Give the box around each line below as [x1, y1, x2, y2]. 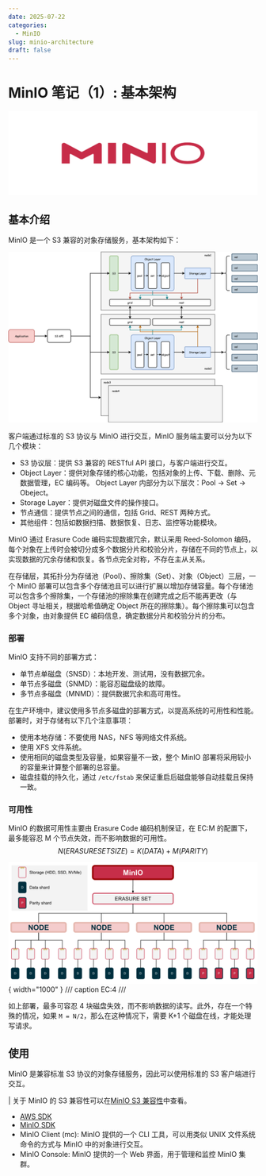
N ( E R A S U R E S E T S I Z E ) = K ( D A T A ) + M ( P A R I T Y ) [58, 846, 208, 856]
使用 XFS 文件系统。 [19, 742, 86, 752]
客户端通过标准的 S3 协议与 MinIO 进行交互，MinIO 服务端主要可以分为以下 [8, 431, 253, 441]
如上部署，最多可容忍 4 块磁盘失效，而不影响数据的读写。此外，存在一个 [8, 1001, 245, 1011]
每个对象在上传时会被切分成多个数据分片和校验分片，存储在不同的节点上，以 [8, 544, 258, 553]
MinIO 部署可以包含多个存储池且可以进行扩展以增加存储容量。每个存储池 [17, 580, 253, 591]
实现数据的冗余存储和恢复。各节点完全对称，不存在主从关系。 [8, 554, 210, 564]
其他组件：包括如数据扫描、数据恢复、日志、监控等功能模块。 [19, 517, 222, 527]
